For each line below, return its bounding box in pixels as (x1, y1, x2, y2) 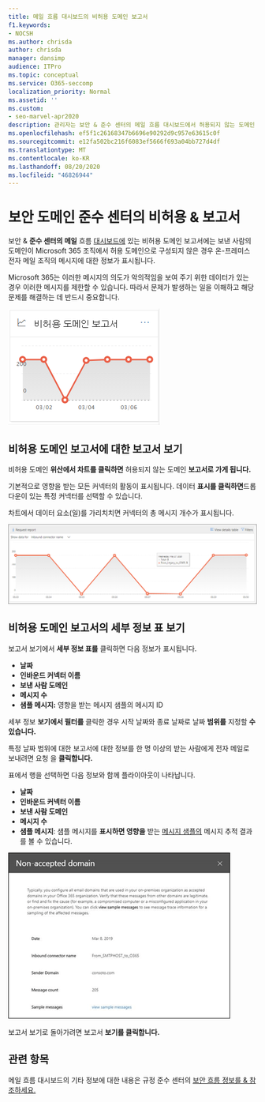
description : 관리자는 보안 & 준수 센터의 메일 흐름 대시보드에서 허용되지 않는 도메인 (8, 121, 256, 130)
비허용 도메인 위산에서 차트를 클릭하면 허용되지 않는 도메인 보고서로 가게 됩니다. (8, 464, 252, 474)
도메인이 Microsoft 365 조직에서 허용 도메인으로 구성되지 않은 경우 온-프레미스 (8, 246, 251, 256)
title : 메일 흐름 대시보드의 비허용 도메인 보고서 (8, 13, 148, 21)
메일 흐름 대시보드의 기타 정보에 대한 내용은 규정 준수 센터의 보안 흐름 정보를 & (8, 1075, 248, 1085)
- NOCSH (8, 29, 34, 37)
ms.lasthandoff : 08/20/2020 (8, 163, 101, 171)
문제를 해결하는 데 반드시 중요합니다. (8, 292, 120, 302)
